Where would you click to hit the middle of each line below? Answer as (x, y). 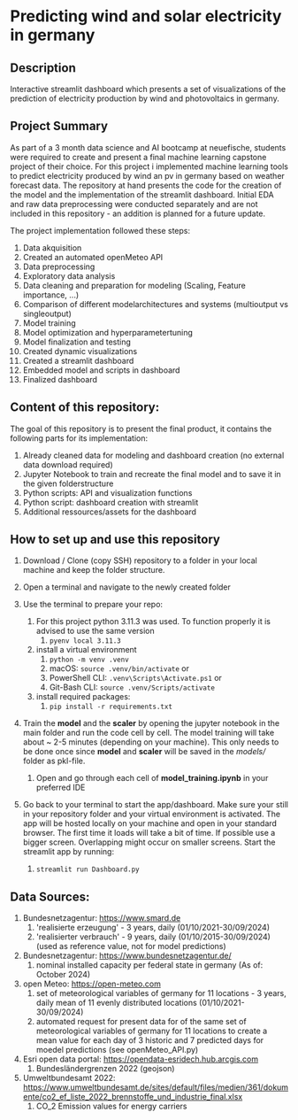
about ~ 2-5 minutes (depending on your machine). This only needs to (151, 742)
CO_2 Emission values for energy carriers (111, 1106)
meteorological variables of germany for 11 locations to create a (152, 1031)
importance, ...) (51, 295)
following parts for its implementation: (79, 438)
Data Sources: (50, 896)
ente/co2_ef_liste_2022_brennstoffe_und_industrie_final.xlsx (133, 1097)
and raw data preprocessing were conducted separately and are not (134, 204)
